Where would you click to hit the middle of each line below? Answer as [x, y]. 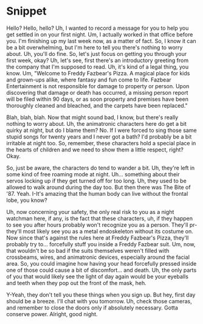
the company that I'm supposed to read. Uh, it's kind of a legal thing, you [98, 67]
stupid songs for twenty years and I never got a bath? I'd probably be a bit [99, 136]
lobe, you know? [27, 200]
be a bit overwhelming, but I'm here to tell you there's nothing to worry [95, 47]
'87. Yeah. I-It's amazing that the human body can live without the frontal [97, 193]
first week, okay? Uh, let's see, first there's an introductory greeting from [98, 60]
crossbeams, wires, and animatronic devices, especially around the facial [98, 257]
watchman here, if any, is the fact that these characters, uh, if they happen [100, 218]
